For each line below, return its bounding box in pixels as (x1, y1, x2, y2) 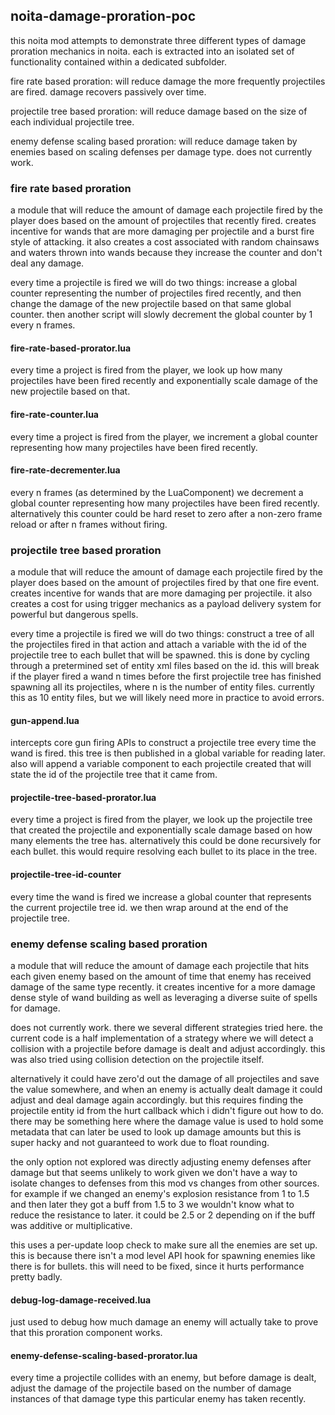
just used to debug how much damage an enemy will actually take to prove (10, 1316, 319, 1328)
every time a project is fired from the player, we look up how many (10, 364, 283, 376)
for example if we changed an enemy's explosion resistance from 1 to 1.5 (10, 1187, 310, 1199)
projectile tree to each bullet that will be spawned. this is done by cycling (10, 649, 310, 661)
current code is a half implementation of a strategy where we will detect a (10, 1032, 314, 1044)
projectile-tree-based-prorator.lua (10, 791, 157, 803)
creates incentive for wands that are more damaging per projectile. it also (10, 587, 313, 599)
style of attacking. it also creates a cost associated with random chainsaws (10, 236, 320, 248)
